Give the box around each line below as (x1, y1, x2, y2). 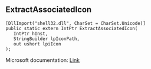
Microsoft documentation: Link (5, 56, 80, 64)
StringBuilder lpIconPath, (13, 35, 80, 42)
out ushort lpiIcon (13, 41, 61, 47)
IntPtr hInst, (13, 31, 48, 37)
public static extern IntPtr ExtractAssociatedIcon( (5, 25, 138, 31)
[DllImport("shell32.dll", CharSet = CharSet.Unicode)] (5, 20, 146, 26)
